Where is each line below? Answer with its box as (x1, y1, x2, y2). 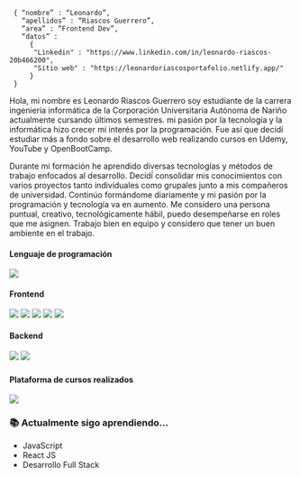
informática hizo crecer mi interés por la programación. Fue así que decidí (9, 124, 284, 134)
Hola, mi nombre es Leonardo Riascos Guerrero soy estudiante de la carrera (9, 96, 292, 105)
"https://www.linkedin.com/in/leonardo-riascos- (86, 48, 272, 57)
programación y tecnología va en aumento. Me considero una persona (9, 199, 270, 209)
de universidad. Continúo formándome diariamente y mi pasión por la (9, 189, 268, 200)
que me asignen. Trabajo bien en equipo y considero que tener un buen (9, 218, 276, 229)
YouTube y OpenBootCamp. (9, 143, 113, 153)
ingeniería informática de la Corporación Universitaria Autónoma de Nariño (9, 105, 287, 115)
